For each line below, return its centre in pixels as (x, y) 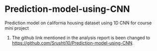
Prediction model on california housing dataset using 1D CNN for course (78, 23)
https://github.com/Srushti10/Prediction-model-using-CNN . (73, 43)
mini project (17, 28)
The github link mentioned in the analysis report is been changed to (81, 38)
